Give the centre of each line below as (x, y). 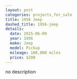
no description (21, 72)
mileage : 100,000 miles (35, 52)
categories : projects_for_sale (39, 15)
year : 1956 (22, 39)
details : (15, 29)
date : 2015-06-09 (28, 34)
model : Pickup (25, 48)
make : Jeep (22, 43)
